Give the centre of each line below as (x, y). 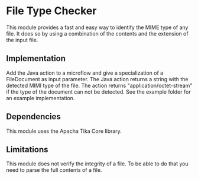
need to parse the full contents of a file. (54, 170)
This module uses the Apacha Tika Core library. (64, 131)
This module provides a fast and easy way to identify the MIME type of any (97, 27)
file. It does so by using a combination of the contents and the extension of (97, 33)
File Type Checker (51, 11)
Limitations (27, 149)
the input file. (22, 40)
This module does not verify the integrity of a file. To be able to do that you (97, 164)
